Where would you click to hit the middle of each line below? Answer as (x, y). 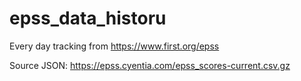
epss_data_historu (88, 18)
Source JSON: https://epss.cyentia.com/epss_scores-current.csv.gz (150, 65)
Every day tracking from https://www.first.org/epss (114, 46)
